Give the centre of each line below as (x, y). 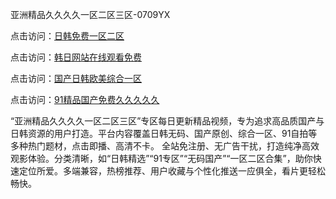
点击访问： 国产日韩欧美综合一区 (76, 78)
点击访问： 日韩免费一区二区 (67, 36)
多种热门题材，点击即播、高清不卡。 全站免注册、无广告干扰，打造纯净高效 (165, 146)
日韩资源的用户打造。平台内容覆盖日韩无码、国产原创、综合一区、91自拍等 (164, 133)
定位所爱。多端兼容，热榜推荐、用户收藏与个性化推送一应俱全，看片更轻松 (172, 171)
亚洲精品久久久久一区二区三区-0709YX (90, 14)
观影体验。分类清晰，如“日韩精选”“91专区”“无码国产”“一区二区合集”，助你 (161, 158)
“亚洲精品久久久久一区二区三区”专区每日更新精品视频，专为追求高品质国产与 (167, 121)
